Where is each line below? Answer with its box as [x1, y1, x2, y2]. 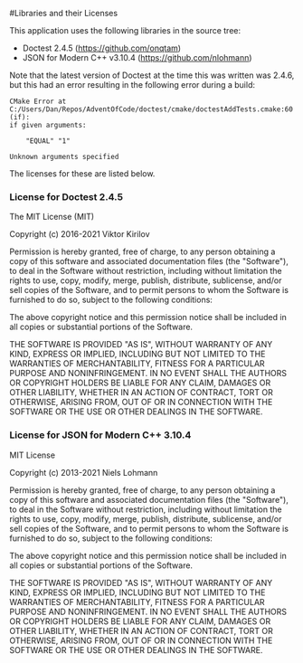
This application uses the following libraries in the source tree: [9, 25, 241, 35]
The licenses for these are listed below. [9, 168, 156, 179]
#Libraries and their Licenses [9, 8, 118, 18]
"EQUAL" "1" [25, 137, 71, 146]
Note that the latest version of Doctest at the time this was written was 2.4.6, [9, 70, 295, 81]
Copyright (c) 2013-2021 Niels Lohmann [9, 467, 158, 478]
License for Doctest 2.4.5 [9, 190, 124, 203]
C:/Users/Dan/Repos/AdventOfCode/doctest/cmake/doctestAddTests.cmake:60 [9, 105, 294, 114]
